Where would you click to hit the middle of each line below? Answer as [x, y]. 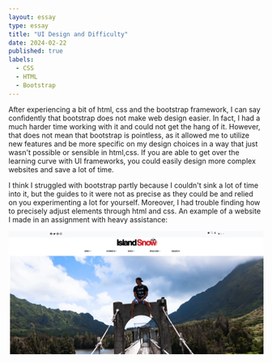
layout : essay [32, 17]
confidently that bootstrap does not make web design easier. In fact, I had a [134, 118]
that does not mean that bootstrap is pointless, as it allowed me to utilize [129, 135]
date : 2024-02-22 [38, 43]
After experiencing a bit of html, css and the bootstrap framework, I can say [134, 109]
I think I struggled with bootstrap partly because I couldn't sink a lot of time [134, 185]
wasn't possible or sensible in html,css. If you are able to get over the [124, 152]
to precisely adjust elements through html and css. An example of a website [135, 211]
